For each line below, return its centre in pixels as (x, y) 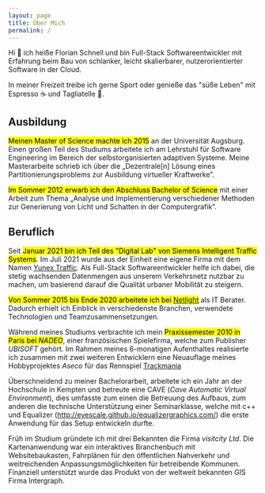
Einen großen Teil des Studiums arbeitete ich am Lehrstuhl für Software (125, 149)
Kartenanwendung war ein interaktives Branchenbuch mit (102, 447)
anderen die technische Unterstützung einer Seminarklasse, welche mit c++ (132, 406)
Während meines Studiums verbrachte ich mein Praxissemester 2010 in (125, 332)
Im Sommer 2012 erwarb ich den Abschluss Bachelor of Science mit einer (128, 190)
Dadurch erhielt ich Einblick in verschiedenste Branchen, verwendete (121, 308)
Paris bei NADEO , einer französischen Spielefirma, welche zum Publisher (127, 340)
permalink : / (30, 30)
